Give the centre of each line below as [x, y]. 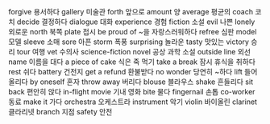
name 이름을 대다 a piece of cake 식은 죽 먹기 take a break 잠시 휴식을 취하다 [132, 62]
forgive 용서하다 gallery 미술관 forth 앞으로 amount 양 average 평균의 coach [131, 12]
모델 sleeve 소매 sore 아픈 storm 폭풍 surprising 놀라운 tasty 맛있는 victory [129, 42]
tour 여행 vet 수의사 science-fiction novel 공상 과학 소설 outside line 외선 [134, 52]
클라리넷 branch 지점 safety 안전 [60, 112]
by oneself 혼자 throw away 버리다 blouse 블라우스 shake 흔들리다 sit [141, 82]
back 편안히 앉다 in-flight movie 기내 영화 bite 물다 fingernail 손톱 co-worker [132, 92]
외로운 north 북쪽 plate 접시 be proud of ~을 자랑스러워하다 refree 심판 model [133, 32]
